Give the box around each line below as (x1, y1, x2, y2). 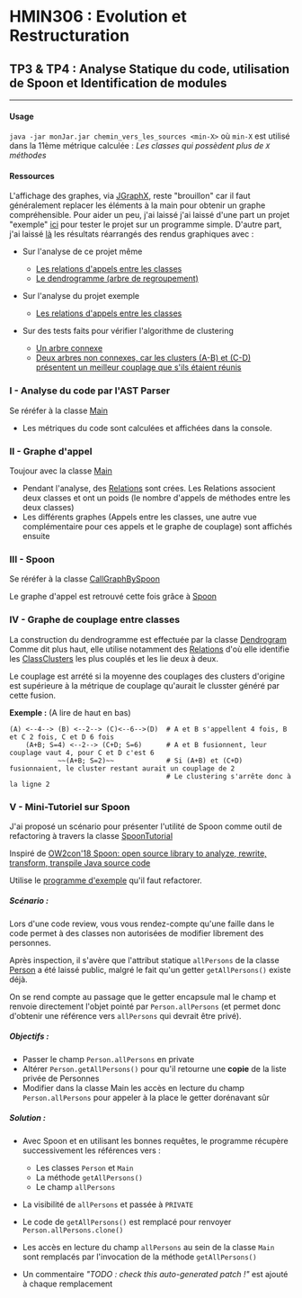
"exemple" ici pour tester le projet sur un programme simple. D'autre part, (9, 219, 282, 230)
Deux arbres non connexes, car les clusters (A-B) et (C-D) (35, 353, 252, 364)
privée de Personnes (22, 1073, 100, 1084)
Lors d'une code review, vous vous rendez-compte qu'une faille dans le (9, 918, 275, 929)
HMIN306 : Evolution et (9, 6, 187, 27)
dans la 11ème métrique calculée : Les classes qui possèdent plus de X (9, 140, 271, 151)
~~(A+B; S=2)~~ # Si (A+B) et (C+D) (57, 756, 244, 765)
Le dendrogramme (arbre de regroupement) (35, 273, 200, 284)
